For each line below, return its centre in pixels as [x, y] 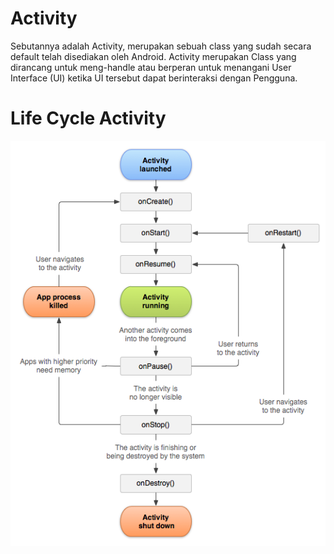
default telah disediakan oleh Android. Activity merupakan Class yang [153, 56]
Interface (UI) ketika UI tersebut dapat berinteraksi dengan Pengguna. [154, 78]
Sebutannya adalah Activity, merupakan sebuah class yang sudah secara [161, 46]
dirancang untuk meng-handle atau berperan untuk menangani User [151, 67]
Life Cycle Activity [88, 118]
